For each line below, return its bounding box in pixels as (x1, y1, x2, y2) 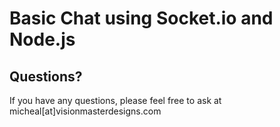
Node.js (9, 28, 76, 51)
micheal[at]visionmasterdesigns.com (9, 105, 162, 117)
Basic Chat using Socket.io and (9, 7, 274, 30)
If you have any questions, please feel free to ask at (9, 95, 222, 106)
